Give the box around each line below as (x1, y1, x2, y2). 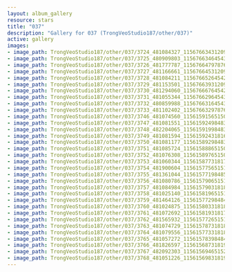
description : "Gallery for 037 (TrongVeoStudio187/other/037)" (7, 29, 193, 37)
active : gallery (7, 36, 54, 43)
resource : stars (7, 17, 54, 24)
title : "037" (7, 23, 45, 30)
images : (7, 42, 30, 49)
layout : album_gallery (7, 10, 72, 17)
